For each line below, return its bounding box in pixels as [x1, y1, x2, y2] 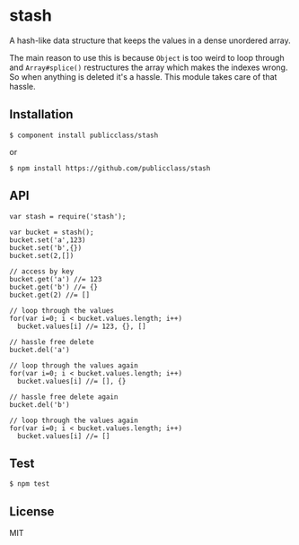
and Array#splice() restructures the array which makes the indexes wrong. [9, 62, 288, 73]
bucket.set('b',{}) [9, 243, 83, 252]
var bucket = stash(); [9, 228, 94, 237]
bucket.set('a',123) [9, 235, 87, 245]
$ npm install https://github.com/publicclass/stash [9, 163, 211, 173]
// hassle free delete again [9, 392, 119, 402]
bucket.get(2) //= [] [9, 290, 91, 299]
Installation [9, 107, 74, 122]
